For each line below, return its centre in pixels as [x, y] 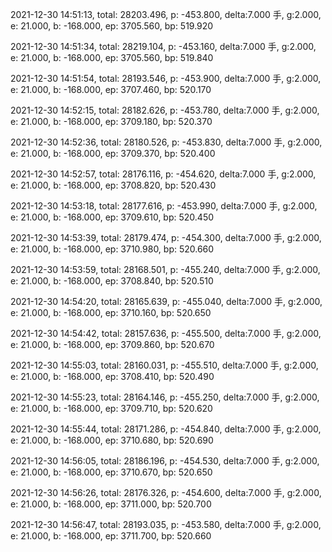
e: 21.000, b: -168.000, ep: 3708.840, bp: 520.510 [112, 281]
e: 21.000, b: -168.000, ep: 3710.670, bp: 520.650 [111, 472]
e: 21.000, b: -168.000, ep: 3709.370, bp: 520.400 [113, 153]
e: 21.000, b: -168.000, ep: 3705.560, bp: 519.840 [112, 57]
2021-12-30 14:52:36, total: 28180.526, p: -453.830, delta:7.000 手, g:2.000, [166, 142]
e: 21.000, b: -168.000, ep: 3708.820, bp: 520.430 [113, 185]
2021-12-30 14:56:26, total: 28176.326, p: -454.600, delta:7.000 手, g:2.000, [166, 492]
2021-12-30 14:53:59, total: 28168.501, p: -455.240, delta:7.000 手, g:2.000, [165, 269]
